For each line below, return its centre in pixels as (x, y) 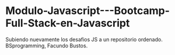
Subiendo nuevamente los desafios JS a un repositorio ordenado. (84, 39)
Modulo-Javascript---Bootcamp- (87, 11)
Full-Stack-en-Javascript (68, 23)
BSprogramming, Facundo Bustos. (47, 46)
